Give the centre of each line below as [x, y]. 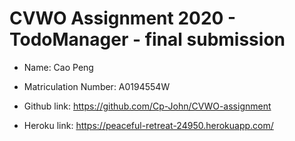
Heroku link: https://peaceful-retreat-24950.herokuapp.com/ [148, 125]
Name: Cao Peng [58, 67]
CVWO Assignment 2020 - [123, 18]
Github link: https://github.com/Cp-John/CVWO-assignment [147, 106]
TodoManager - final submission [147, 39]
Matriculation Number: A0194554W [97, 86]
